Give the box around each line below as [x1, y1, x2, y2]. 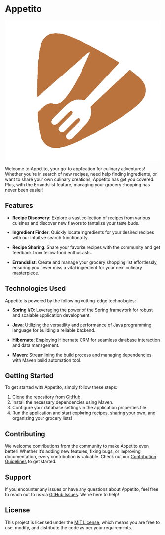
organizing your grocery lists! [12, 415, 73, 421]
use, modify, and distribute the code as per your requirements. [5, 524, 132, 530]
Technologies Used [5, 284, 66, 293]
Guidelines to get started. [5, 459, 57, 465]
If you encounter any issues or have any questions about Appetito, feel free [5, 486, 159, 492]
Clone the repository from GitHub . [12, 394, 82, 400]
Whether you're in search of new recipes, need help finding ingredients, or [5, 171, 157, 177]
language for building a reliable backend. [12, 327, 96, 333]
